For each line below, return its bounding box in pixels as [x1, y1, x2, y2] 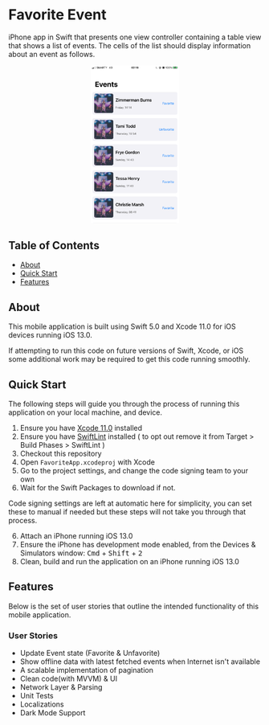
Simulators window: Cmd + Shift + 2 [19, 548, 143, 558]
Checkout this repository [19, 449, 102, 458]
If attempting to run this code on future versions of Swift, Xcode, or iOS [8, 346, 244, 355]
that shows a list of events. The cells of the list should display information [8, 40, 251, 50]
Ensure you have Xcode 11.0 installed [19, 423, 143, 432]
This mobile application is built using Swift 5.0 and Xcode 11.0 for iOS [8, 322, 237, 331]
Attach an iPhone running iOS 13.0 [19, 530, 133, 540]
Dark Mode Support [19, 708, 86, 718]
